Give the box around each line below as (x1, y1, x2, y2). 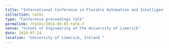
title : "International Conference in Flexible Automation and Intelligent (5, 7, 165, 12)
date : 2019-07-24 (5, 30, 42, 35)
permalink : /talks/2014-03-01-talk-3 (5, 21, 84, 26)
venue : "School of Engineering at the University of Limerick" (5, 26, 141, 31)
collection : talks (5, 12, 44, 17)
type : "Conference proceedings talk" (5, 16, 84, 21)
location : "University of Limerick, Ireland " (5, 35, 105, 40)
